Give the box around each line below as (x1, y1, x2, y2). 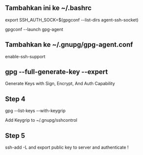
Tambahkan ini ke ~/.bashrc (5, 4, 92, 12)
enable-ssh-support (5, 53, 45, 59)
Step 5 (5, 132, 25, 140)
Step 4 (5, 95, 26, 103)
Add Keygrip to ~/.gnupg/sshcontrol (5, 117, 77, 123)
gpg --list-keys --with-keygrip (5, 108, 66, 114)
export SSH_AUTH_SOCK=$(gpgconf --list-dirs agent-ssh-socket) (5, 17, 139, 22)
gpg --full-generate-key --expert (5, 68, 108, 76)
